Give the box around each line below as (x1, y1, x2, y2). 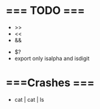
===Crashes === (5, 76, 95, 90)
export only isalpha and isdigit (14, 54, 90, 62)
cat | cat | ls (14, 96, 44, 103)
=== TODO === (5, 4, 85, 18)
